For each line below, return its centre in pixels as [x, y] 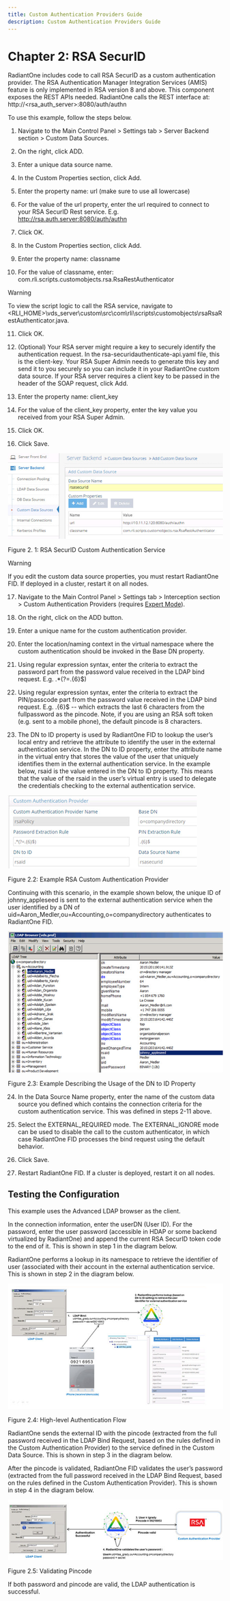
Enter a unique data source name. [65, 165]
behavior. [31, 1146]
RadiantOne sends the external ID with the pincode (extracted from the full [112, 1433]
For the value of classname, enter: [66, 272]
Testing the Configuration [64, 1195]
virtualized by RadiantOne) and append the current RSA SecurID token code [114, 1239]
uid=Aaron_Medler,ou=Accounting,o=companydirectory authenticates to [110, 915]
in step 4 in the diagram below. [51, 1490]
